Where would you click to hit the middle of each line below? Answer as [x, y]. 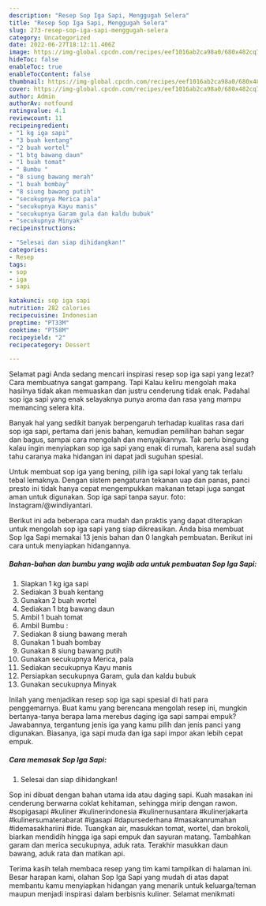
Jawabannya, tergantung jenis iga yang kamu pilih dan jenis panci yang [125, 725]
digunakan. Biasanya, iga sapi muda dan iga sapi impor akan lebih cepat [126, 733]
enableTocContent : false [50, 74]
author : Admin [32, 96]
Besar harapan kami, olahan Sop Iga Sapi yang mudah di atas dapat [119, 878]
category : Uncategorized [50, 37]
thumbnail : [27, 81]
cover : [20, 89]
